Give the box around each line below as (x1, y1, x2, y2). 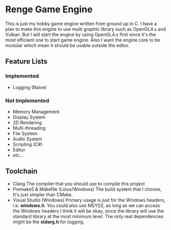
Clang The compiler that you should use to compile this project (12, 180, 145, 186)
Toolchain (5, 167, 38, 176)
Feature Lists (5, 57, 47, 66)
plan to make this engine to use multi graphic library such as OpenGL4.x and (5, 26, 166, 32)
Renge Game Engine (5, 4, 93, 15)
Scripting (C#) (12, 141, 43, 147)
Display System (12, 114, 46, 120)
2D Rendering (12, 119, 42, 126)
